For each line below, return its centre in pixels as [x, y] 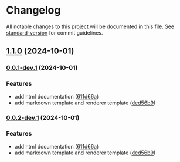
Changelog [33, 10]
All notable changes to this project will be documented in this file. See [90, 26]
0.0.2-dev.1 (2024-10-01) [43, 118]
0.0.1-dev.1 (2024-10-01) [42, 68]
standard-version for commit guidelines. [55, 32]
